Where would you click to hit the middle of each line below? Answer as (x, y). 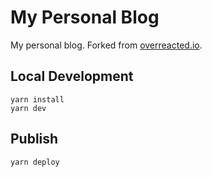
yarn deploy (35, 162)
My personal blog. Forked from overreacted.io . (106, 45)
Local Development (72, 76)
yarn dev (28, 108)
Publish (34, 139)
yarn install (37, 99)
